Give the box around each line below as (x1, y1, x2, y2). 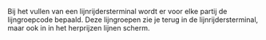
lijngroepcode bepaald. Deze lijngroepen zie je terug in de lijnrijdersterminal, (7, 15, 259, 24)
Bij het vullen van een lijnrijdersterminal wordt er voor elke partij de (7, 7, 228, 16)
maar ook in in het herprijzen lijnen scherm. (7, 24, 150, 32)
